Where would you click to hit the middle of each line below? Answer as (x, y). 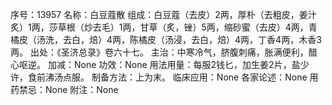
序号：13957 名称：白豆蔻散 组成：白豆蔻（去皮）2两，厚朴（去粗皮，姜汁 (163, 14)
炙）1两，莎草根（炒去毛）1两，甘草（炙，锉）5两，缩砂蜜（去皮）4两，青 (164, 27)
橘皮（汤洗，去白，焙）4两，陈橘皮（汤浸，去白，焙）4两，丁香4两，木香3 (166, 39)
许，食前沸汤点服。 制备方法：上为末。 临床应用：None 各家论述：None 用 (164, 77)
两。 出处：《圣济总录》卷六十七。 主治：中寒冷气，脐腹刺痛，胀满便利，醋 (164, 52)
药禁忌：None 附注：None (64, 89)
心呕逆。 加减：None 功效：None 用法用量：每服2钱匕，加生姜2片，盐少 (160, 64)
